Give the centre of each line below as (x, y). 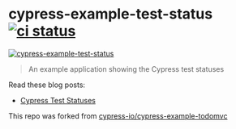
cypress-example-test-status (111, 14)
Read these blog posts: (47, 85)
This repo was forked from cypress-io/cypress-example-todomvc (118, 116)
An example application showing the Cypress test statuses (126, 69)
